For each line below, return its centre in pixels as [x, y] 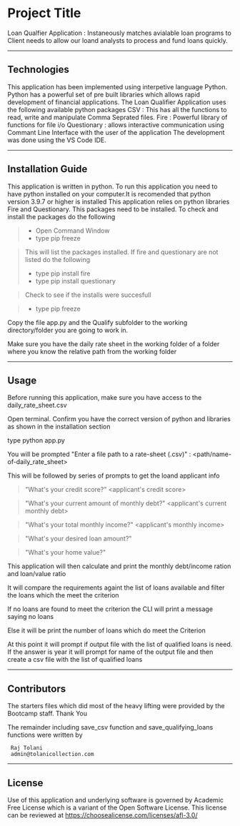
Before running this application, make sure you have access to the [105, 398]
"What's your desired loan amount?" [78, 539]
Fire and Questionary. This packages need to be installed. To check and [113, 209]
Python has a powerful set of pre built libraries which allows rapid [104, 94]
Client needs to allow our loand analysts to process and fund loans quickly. [117, 40]
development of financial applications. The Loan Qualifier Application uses [117, 102]
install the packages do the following [61, 216]
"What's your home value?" [65, 553]
